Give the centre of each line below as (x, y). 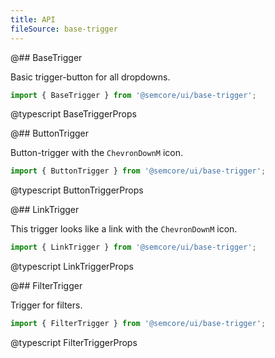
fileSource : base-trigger (64, 29)
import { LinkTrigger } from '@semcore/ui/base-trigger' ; (133, 247)
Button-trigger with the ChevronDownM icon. (97, 153)
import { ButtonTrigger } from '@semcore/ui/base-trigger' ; (138, 171)
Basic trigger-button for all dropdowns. (90, 77)
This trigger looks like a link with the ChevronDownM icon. (124, 229)
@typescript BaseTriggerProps (73, 114)
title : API (33, 19)
